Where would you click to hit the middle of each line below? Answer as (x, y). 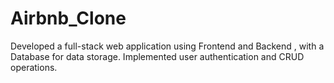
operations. (34, 67)
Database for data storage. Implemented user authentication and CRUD (157, 56)
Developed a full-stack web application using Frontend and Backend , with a (167, 46)
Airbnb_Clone (68, 18)
